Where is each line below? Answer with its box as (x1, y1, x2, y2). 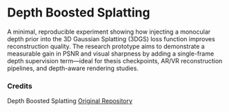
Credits (7, 81, 32, 91)
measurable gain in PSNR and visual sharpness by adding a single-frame (7, 49, 215, 58)
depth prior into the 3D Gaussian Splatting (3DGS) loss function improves (7, 34, 215, 43)
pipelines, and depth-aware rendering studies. (7, 64, 139, 72)
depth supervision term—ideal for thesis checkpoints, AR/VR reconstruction (7, 56, 223, 65)
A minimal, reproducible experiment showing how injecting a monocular (7, 27, 211, 36)
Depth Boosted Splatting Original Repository (7, 97, 133, 105)
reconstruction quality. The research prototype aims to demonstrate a (7, 42, 205, 50)
